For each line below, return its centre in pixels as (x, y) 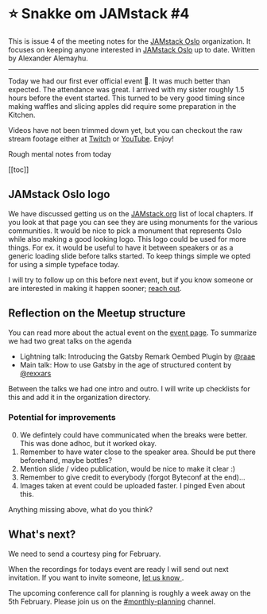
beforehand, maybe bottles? (66, 460)
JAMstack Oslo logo (59, 194)
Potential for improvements (62, 418)
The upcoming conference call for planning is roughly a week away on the (130, 593)
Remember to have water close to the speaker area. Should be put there (137, 452)
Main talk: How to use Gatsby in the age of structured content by (126, 364)
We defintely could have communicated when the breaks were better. (133, 435)
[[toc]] (19, 169)
